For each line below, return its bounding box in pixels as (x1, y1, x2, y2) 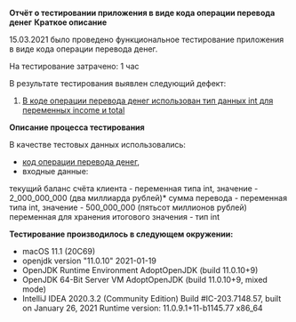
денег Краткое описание (9, 17, 108, 28)
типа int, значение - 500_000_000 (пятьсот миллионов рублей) (9, 202, 247, 213)
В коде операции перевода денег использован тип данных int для (21, 95, 274, 106)
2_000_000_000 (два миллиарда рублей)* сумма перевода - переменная (9, 193, 287, 203)
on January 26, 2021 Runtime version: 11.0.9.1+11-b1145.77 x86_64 (21, 302, 264, 313)
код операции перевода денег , (21, 157, 140, 167)
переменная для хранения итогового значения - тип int (9, 212, 220, 221)
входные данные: (21, 166, 89, 176)
